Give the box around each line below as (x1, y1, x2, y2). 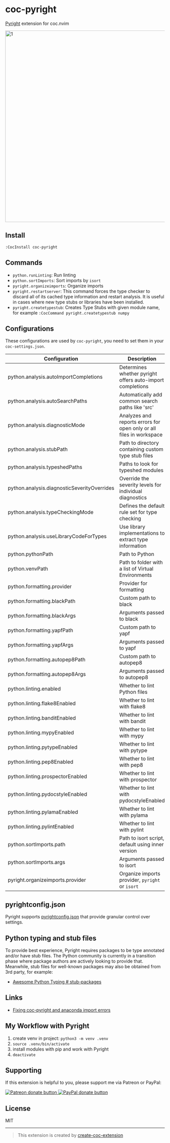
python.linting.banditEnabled (8, 715, 76, 722)
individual (119, 488, 143, 495)
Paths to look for (119, 460, 158, 468)
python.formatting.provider (8, 583, 72, 590)
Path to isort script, (119, 835, 164, 842)
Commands (5, 258, 43, 267)
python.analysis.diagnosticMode (8, 422, 85, 429)
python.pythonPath (8, 550, 54, 558)
